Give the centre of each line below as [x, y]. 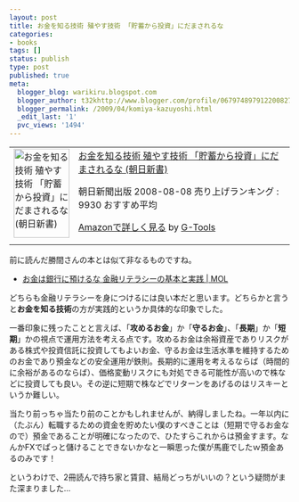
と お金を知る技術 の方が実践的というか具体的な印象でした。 [118, 309]
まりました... [48, 488]
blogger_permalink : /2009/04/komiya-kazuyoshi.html [115, 109]
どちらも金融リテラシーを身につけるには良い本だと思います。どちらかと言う [149, 298]
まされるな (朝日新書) [123, 169]
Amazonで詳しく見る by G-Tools [147, 227]
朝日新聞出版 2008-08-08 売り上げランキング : [179, 191]
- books [24, 42]
